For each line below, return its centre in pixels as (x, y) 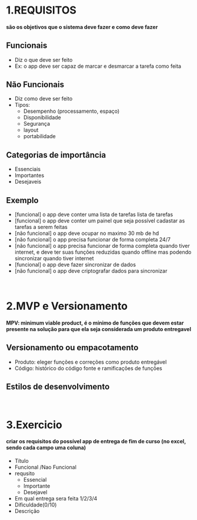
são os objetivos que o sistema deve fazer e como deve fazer (82, 27)
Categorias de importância (56, 155)
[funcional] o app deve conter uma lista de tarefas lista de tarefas (94, 215)
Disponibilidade (42, 117)
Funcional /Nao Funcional (45, 467)
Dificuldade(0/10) (36, 505)
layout (31, 130)
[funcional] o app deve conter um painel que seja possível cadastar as (100, 221)
